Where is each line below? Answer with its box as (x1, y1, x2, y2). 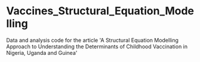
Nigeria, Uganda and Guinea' (6, 49, 78, 56)
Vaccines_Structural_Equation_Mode (6, 4, 195, 18)
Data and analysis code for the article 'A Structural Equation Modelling (6, 36, 179, 44)
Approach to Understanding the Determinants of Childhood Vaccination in (6, 43, 188, 50)
